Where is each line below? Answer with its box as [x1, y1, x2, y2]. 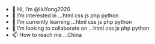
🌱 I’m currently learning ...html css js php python [11, 18, 132, 25]
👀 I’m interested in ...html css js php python [11, 12, 119, 19]
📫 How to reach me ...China [11, 32, 82, 38]
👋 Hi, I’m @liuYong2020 [11, 6, 71, 12]
